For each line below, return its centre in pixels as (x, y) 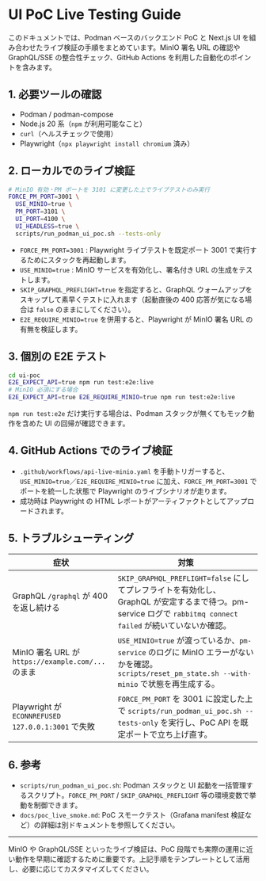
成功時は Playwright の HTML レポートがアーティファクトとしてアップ (133, 501)
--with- (237, 673)
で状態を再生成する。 (180, 684)
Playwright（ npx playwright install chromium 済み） (107, 143)
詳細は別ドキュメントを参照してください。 (110, 825)
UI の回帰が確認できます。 (87, 423)
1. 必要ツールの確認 (55, 95)
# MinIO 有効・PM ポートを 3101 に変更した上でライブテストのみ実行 (109, 189)
